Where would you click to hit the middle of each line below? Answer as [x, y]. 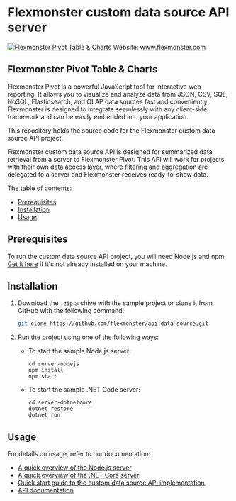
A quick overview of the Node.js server [75, 468]
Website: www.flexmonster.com [159, 47]
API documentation [46, 490]
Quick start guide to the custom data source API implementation [111, 483]
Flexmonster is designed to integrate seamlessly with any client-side [107, 109]
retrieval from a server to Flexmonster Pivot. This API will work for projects [116, 159]
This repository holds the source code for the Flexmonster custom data [111, 130]
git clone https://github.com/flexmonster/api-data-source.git [113, 324]
